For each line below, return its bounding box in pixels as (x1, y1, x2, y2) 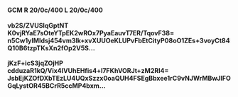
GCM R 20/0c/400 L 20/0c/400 (7, 6, 103, 14)
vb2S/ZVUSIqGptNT (7, 21, 69, 30)
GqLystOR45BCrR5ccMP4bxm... (7, 81, 106, 90)
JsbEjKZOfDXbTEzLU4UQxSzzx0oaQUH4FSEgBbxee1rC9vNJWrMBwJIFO (7, 74, 231, 83)
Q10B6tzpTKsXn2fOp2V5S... (7, 44, 96, 52)
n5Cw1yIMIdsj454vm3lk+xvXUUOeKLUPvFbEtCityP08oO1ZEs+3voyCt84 (7, 36, 230, 45)
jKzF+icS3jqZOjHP (7, 59, 64, 67)
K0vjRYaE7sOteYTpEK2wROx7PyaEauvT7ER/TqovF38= (7, 29, 175, 38)
